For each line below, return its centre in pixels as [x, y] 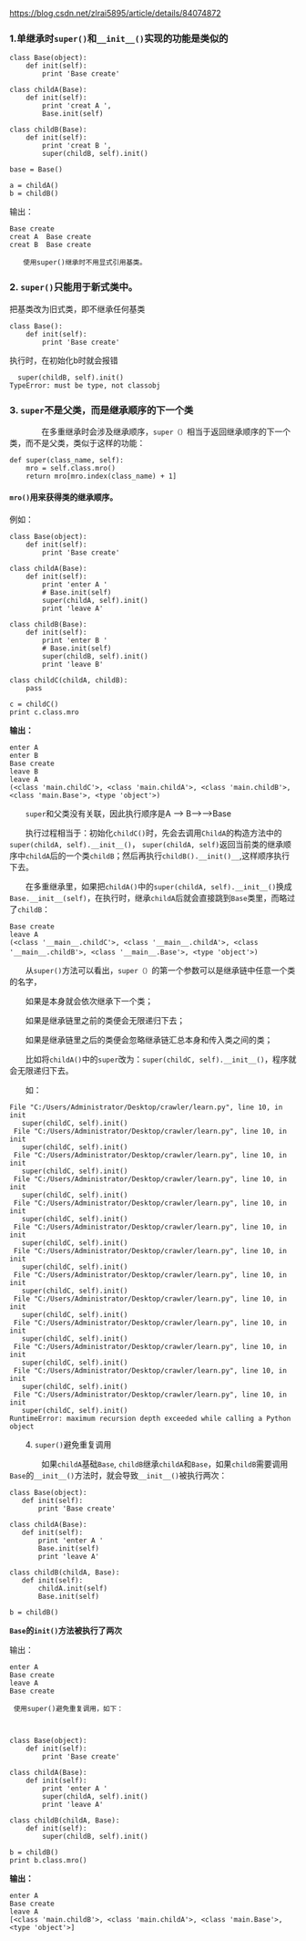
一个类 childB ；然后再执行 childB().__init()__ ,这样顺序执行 [177, 856]
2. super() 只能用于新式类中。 [74, 287]
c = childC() [34, 705]
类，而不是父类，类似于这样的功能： [77, 442]
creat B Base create [51, 245]
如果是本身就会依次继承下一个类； [89, 1002]
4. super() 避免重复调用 [68, 1445]
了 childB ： [30, 909]
